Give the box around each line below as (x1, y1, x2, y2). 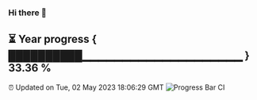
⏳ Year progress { (8, 33, 98, 46)
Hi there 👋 (8, 7, 48, 18)
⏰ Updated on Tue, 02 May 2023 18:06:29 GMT (8, 83, 164, 92)
